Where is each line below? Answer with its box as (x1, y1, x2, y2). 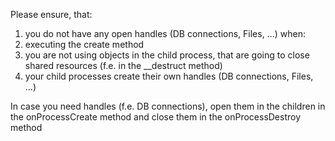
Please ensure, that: (10, 9, 93, 20)
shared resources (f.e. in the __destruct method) (24, 60, 223, 71)
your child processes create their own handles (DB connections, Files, (24, 70, 314, 82)
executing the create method (24, 39, 145, 50)
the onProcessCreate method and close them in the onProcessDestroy (10, 111, 302, 123)
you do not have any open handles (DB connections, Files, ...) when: (24, 28, 306, 39)
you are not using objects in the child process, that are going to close (24, 49, 310, 61)
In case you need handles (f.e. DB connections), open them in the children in (10, 100, 326, 112)
